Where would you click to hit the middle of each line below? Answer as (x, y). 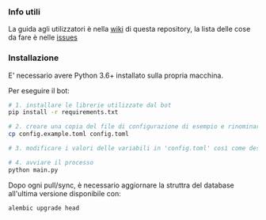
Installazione (34, 58)
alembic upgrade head (44, 208)
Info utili (25, 12)
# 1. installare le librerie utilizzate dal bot (90, 105)
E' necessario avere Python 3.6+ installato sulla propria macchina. (116, 75)
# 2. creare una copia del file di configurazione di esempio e (116, 127)
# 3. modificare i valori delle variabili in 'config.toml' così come (127, 149)
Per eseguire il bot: (39, 90)
